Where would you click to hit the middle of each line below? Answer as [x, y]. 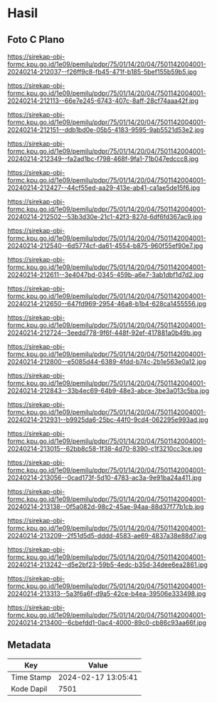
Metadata [29, 645]
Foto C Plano [36, 40]
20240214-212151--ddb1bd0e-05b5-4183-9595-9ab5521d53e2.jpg [106, 130]
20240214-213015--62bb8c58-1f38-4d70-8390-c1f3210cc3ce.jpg [105, 449]
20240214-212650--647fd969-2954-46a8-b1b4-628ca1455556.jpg [107, 304]
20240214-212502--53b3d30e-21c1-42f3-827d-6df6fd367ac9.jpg [105, 217]
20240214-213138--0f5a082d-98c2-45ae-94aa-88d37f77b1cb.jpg [106, 507]
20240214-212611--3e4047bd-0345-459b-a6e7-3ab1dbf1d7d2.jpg [106, 275]
